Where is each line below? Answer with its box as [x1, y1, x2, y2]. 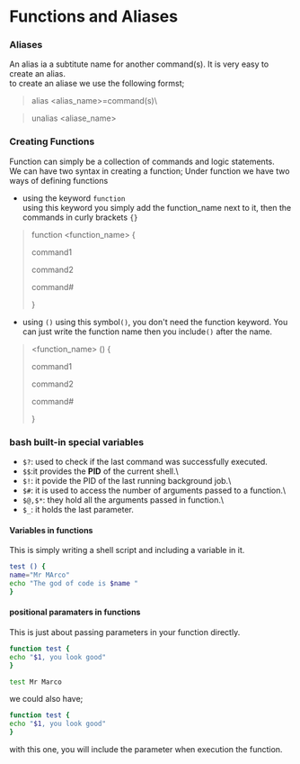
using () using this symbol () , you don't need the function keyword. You [22, 316, 288, 327]
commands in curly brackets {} [22, 212, 138, 223]
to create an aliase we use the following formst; [9, 78, 185, 89]
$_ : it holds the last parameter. [22, 505, 135, 515]
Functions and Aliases [9, 6, 178, 27]
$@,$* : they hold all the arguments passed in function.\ [22, 495, 225, 505]
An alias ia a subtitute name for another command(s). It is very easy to [9, 59, 269, 69]
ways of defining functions [9, 175, 109, 186]
